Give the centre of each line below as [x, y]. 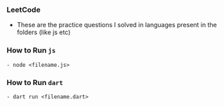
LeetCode [24, 10]
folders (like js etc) [44, 32]
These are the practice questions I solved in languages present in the [117, 25]
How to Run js [31, 50]
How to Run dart [35, 82]
